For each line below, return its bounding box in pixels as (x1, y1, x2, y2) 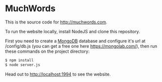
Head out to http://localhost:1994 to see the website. (5, 71, 111, 77)
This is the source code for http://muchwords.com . (5, 19, 107, 25)
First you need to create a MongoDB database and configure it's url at (5, 38, 145, 44)
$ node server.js (5, 62, 40, 67)
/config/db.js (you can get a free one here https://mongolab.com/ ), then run (5, 43, 158, 49)
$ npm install (5, 58, 34, 62)
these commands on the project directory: (5, 48, 90, 54)
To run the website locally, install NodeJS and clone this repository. (5, 28, 140, 34)
